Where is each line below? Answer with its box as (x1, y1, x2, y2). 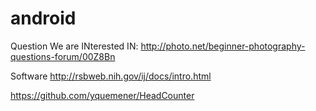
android (10, 7, 77, 30)
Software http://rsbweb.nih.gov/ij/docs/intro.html (10, 70, 212, 82)
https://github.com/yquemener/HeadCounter (10, 89, 195, 101)
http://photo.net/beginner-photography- (140, 40, 306, 52)
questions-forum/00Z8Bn (10, 50, 116, 62)
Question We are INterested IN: (10, 40, 139, 52)
